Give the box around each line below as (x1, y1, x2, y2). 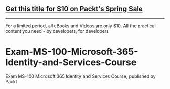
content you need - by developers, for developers (5, 28, 109, 34)
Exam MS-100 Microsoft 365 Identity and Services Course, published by (5, 73, 156, 79)
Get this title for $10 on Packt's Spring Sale (5, 5, 143, 13)
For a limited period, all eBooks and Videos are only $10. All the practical (5, 23, 156, 29)
